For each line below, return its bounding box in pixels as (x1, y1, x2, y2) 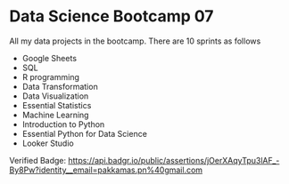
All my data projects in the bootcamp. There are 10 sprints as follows (9, 36, 261, 46)
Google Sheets (21, 52, 78, 63)
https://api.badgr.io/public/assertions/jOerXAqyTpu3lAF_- (68, 155, 280, 165)
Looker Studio (21, 138, 74, 148)
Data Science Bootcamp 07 (9, 6, 214, 27)
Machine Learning (21, 109, 89, 120)
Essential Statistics (21, 100, 92, 110)
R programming (21, 71, 80, 82)
